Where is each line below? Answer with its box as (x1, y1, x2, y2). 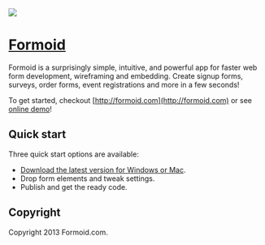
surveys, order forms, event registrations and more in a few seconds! (8, 80, 240, 89)
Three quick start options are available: (8, 149, 140, 159)
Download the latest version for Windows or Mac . (20, 165, 186, 174)
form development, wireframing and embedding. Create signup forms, (8, 71, 244, 80)
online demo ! (8, 104, 53, 114)
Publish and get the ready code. (20, 182, 128, 191)
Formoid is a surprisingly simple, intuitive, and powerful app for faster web (8, 62, 258, 72)
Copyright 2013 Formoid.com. (8, 227, 108, 237)
